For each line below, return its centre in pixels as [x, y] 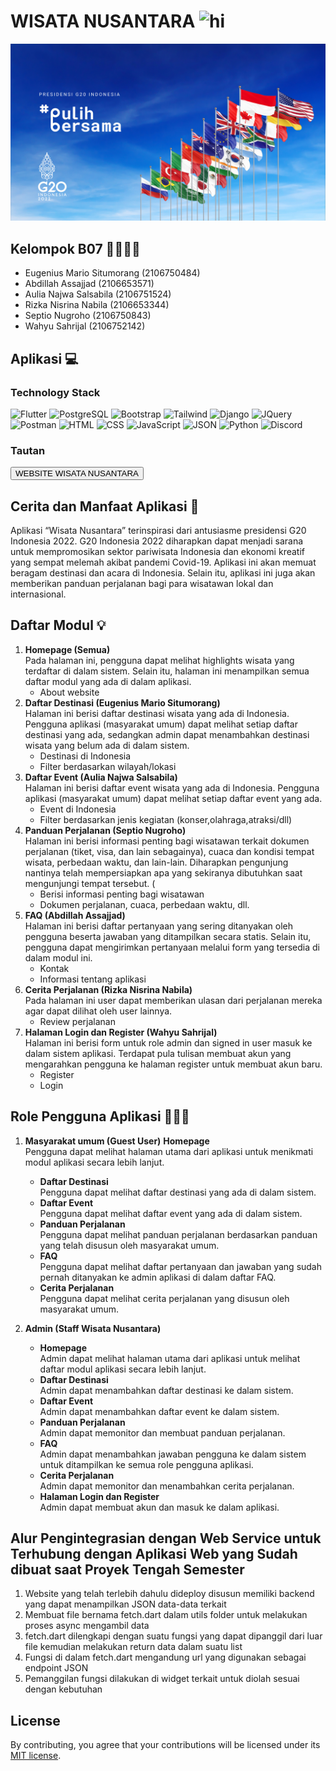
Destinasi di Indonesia [85, 756]
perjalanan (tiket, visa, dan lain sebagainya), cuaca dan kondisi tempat [169, 851]
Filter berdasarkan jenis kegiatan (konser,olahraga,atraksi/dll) [166, 819]
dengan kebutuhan [63, 1689]
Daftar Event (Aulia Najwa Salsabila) [101, 777]
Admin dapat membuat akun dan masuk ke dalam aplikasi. [159, 1507]
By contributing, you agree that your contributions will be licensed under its [165, 1745]
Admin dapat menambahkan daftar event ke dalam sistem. [159, 1411]
